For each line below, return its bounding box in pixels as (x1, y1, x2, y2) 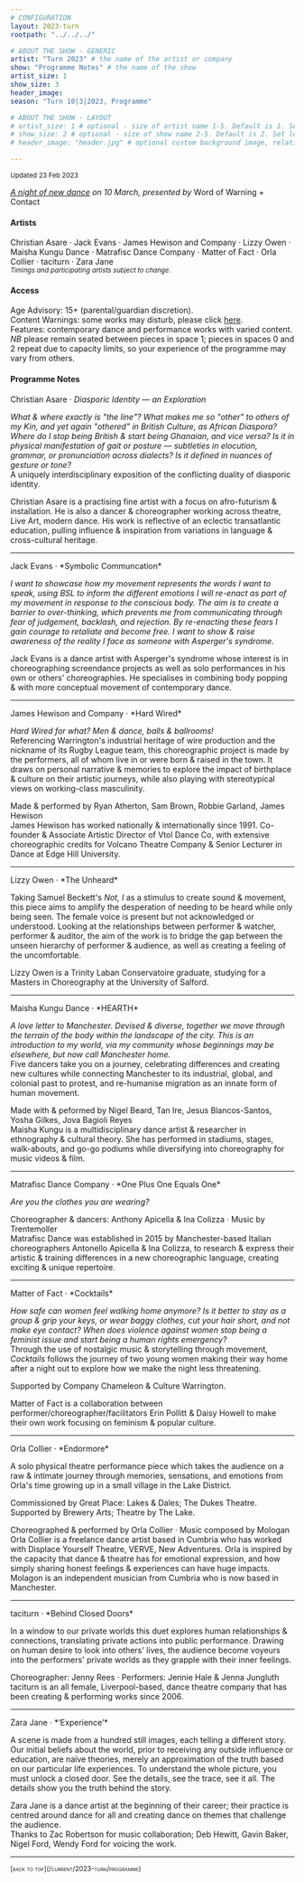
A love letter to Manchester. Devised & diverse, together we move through (10, 1020, 285, 1031)
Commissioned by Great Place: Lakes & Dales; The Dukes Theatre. (10, 1497, 258, 1508)
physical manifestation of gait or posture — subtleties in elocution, (10, 440, 258, 451)
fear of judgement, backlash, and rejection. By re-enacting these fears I (10, 616, 278, 627)
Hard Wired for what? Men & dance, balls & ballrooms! (10, 725, 215, 736)
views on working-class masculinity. (10, 782, 145, 793)
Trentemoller (10, 1223, 58, 1234)
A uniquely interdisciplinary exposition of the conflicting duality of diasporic (10, 469, 291, 480)
